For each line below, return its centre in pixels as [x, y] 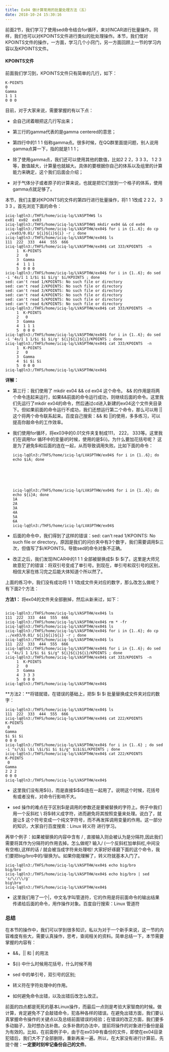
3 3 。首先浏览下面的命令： [33, 206]
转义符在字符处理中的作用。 [41, 985]
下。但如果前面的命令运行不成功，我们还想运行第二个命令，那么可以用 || [87, 409]
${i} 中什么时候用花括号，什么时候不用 [52, 964]
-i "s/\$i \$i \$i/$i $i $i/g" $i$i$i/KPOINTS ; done [63, 749]
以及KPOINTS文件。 [30, 48]
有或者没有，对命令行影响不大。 [46, 796]
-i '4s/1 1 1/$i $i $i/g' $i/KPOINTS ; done [53, 277]
